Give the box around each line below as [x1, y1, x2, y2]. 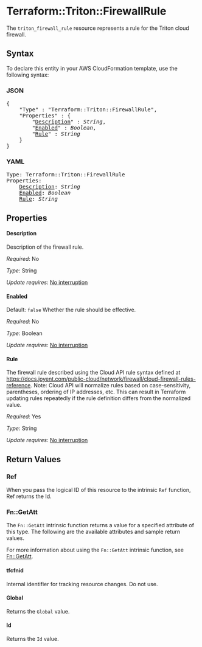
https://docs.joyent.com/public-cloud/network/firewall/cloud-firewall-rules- [6, 375, 196, 382]
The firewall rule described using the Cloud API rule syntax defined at [6, 369, 181, 376]
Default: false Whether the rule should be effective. [6, 306, 136, 314]
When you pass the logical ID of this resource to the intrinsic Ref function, [6, 486, 191, 494]
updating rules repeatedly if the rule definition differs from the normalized [6, 395, 191, 402]
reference [6, 382, 31, 389]
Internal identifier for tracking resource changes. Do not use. [6, 580, 158, 587]
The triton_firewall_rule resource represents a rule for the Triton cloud [6, 24, 190, 32]
